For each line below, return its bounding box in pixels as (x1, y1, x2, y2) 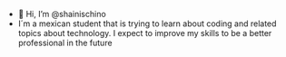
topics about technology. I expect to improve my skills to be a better (17, 28, 272, 38)
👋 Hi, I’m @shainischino (17, 9, 106, 19)
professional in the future (17, 37, 113, 48)
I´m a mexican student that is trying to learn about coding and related (17, 18, 277, 29)
